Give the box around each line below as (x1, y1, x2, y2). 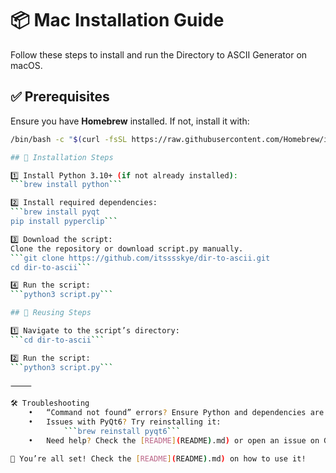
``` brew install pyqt (10, 207, 101, 217)
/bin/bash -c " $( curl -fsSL (10, 134, 128, 144)
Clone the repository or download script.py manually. (10, 243, 244, 254)
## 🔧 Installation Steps (10, 152, 114, 162)
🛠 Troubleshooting (10, 398, 90, 409)
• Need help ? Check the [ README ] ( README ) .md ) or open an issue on (28, 435, 320, 446)
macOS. (10, 59, 43, 71)
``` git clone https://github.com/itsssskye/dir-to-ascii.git (10, 253, 271, 263)
